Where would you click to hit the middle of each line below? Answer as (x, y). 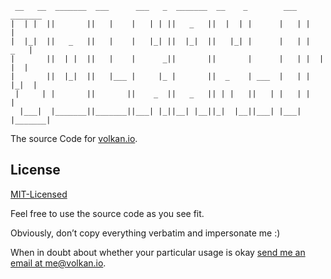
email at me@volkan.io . (58, 263)
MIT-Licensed (39, 194)
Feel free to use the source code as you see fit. (107, 213)
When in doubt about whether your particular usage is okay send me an (158, 252)
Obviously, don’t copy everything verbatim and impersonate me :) (145, 233)
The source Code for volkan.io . (74, 138)
